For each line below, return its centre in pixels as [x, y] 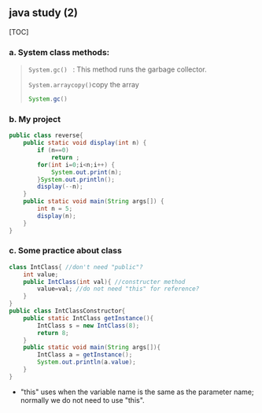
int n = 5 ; [55, 209]
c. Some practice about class [66, 251]
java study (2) [43, 13]
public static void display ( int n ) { [85, 143]
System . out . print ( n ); [87, 172]
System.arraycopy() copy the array [84, 85]
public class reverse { [46, 136]
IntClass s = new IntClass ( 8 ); [89, 326]
